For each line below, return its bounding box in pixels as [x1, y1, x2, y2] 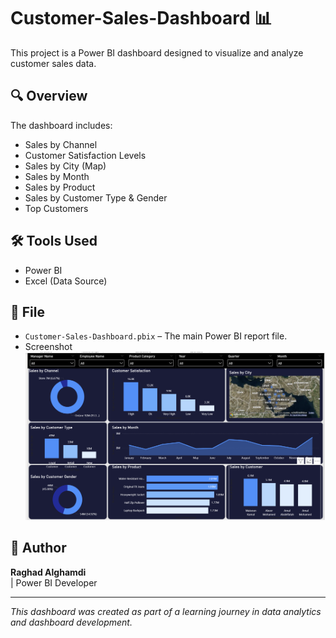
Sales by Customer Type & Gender [24, 191, 168, 204]
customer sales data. [10, 57, 97, 69]
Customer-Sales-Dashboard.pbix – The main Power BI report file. [24, 330, 288, 342]
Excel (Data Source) [24, 275, 108, 287]
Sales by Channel [24, 138, 98, 150]
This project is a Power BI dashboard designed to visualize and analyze [10, 46, 304, 59]
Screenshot [24, 341, 73, 353]
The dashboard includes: [10, 119, 113, 131]
